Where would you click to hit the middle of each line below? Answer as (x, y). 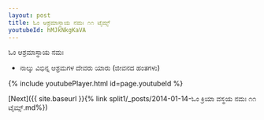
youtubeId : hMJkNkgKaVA (47, 30)
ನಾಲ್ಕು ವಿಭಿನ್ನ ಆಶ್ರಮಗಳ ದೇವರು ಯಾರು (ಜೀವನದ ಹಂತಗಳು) (89, 68)
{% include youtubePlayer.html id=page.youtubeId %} (96, 84)
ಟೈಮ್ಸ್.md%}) (28, 107)
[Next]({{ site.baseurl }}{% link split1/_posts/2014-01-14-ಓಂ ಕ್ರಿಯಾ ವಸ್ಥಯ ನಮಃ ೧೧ (132, 99)
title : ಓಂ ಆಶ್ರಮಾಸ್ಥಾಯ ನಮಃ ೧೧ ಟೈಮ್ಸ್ (59, 23)
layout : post (30, 15)
